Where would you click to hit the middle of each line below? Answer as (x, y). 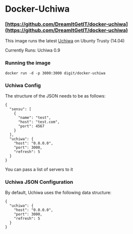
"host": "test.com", (39, 122)
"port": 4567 (31, 126)
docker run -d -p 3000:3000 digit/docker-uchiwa (55, 73)
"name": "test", (34, 118)
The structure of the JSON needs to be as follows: (55, 96)
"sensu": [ (20, 109)
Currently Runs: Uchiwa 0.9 (33, 50)
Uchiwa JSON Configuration (39, 182)
